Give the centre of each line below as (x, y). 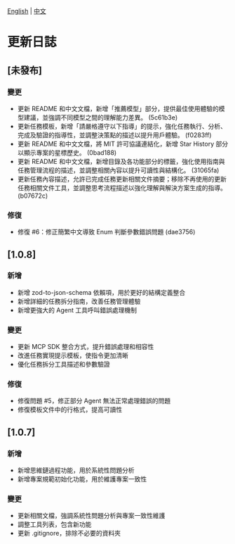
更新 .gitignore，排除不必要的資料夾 (69, 533)
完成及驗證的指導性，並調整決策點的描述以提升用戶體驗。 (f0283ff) (114, 135)
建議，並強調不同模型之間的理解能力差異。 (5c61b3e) (101, 117)
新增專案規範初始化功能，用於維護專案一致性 (82, 479)
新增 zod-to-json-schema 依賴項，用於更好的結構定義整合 (101, 292)
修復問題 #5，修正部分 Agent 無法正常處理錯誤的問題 (94, 401)
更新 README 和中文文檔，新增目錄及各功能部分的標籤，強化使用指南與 (121, 161)
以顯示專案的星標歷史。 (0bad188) (67, 152)
